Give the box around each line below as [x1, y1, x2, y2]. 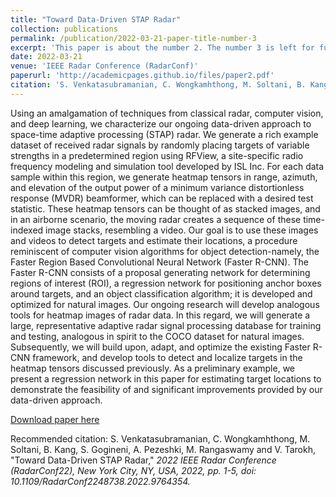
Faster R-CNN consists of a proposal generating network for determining [10, 266, 311, 278]
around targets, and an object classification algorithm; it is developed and [10, 287, 313, 300]
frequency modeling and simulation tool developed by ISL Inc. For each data [10, 160, 325, 172]
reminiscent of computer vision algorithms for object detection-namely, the [10, 245, 320, 257]
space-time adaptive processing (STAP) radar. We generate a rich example [10, 128, 319, 140]
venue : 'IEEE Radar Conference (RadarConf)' [10, 61, 199, 71]
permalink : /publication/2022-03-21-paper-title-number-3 [10, 33, 257, 43]
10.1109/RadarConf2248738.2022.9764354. [10, 475, 191, 487]
